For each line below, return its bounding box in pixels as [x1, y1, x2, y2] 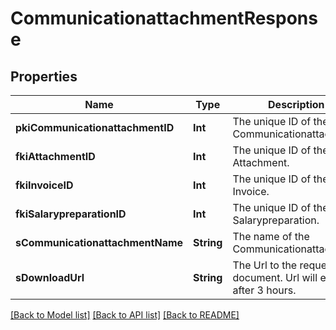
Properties [10, 68, 78, 85]
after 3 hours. [232, 283, 297, 297]
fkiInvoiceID [15, 178, 74, 192]
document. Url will [232, 271, 318, 284]
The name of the [232, 230, 310, 243]
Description [268, 98, 325, 111]
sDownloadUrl [15, 271, 85, 284]
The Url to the [232, 258, 298, 272]
